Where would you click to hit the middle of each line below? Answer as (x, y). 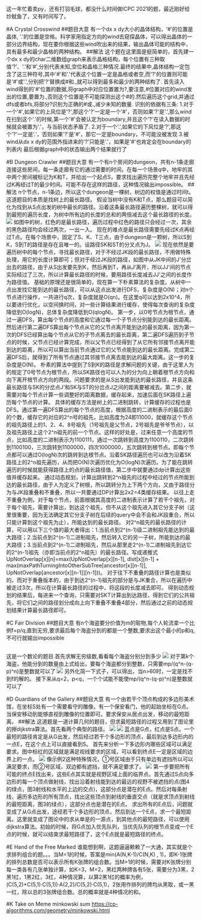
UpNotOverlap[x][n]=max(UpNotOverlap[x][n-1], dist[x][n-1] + (83, 559)
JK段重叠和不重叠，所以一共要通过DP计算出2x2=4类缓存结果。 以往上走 (106, 492)
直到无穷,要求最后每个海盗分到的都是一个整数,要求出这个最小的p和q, (111, 630)
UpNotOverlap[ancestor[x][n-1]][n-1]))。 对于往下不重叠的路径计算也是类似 (99, 573)
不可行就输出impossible (35, 638)
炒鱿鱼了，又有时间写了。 (38, 16)
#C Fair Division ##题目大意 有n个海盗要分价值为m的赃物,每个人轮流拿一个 (98, 623)
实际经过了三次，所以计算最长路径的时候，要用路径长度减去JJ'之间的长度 (97, 274)
